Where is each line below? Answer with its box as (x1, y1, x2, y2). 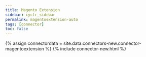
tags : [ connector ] (5, 21, 44, 27)
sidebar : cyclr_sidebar (5, 12, 56, 17)
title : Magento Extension (5, 7, 60, 13)
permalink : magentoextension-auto (5, 17, 79, 22)
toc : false (5, 26, 28, 32)
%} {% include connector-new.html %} (45, 46, 127, 52)
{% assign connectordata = (5, 40, 62, 46)
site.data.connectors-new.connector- (63, 40, 141, 46)
